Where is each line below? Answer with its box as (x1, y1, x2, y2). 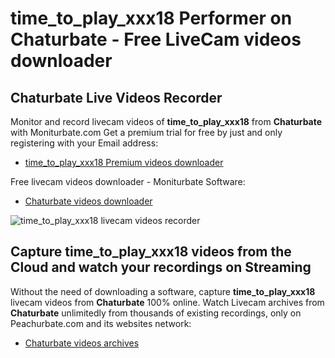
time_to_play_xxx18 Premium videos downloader (24, 157, 224, 168)
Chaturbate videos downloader (24, 195, 153, 207)
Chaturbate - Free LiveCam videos (10, 28, 302, 51)
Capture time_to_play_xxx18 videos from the (10, 243, 292, 261)
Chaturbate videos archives (24, 337, 140, 349)
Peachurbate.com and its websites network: (10, 317, 192, 329)
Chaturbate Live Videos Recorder (10, 89, 223, 106)
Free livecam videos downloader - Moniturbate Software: (10, 176, 246, 187)
